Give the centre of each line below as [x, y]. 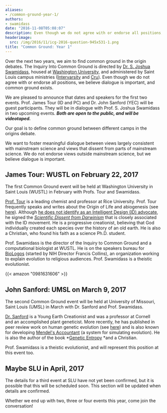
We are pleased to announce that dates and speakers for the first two [76, 97]
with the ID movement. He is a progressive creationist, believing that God [80, 223]
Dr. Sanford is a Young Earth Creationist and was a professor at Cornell [78, 317]
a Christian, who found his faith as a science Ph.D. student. [65, 233]
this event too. [20, 353]
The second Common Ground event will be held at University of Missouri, [80, 302]
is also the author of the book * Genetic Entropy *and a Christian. [71, 338]
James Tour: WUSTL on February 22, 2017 [72, 175]
